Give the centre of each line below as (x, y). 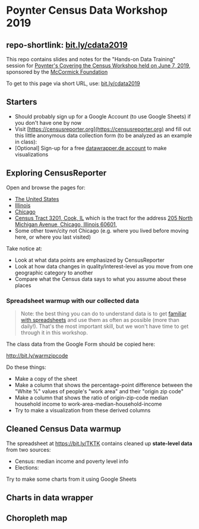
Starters (22, 102)
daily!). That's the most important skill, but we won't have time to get (105, 326)
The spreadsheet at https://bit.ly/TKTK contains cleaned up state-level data (99, 443)
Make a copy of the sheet (46, 378)
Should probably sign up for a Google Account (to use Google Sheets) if (103, 116)
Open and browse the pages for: (46, 187)
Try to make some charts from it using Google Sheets (71, 479)
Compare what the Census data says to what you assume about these (100, 279)
